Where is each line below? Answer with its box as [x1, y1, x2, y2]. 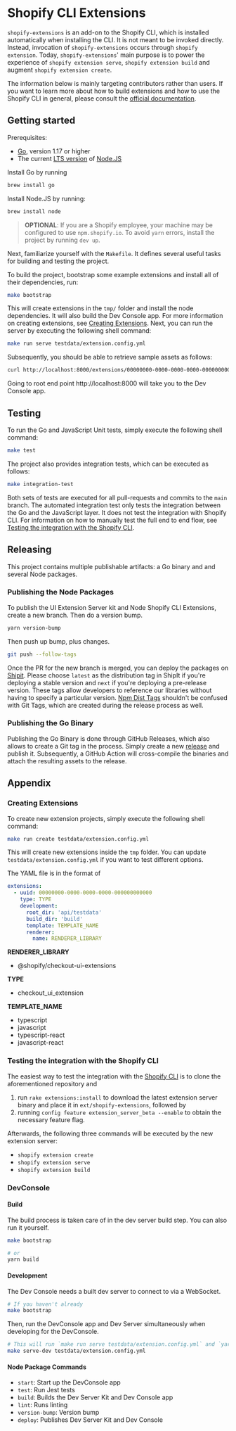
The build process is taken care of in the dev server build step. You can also [7, 1216, 227, 1224]
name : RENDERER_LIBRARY [32, 935, 102, 942]
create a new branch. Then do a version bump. [7, 611, 143, 619]
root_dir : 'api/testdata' [25, 909, 102, 916]
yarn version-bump [7, 624, 61, 631]
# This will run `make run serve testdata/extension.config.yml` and [7, 1341, 216, 1348]
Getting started [7, 115, 76, 127]
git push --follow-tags [7, 651, 77, 658]
